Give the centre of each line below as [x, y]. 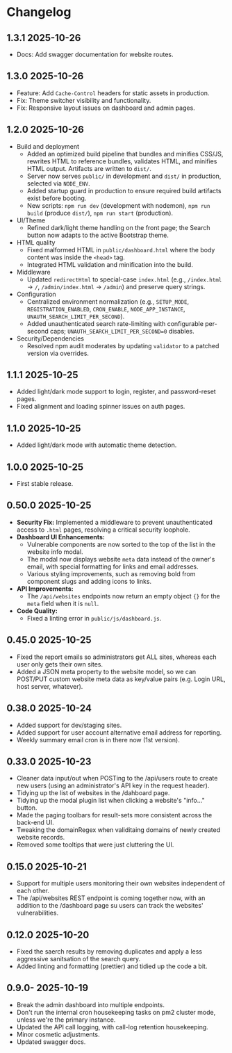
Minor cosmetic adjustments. [58, 1034]
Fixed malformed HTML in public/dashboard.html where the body [121, 250]
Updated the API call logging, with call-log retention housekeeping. [113, 1027]
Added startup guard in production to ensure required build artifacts [124, 190]
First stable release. [45, 484]
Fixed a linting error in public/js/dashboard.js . [94, 618]
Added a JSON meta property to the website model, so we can [106, 671]
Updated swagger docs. [51, 1042]
